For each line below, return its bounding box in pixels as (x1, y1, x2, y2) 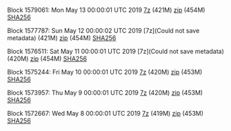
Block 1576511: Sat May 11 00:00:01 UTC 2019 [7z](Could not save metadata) (7, 48, 224, 55)
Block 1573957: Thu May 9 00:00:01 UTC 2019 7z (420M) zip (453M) (7, 89, 203, 97)
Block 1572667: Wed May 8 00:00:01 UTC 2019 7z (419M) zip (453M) (7, 110, 204, 117)
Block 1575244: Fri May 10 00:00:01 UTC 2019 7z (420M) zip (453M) (7, 68, 203, 76)
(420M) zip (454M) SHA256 (7, 54, 88, 63)
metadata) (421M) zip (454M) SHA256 (7, 34, 117, 42)
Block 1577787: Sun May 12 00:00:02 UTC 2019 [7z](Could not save (7, 27, 200, 34)
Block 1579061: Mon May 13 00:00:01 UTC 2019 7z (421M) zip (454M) (7, 6, 205, 14)
